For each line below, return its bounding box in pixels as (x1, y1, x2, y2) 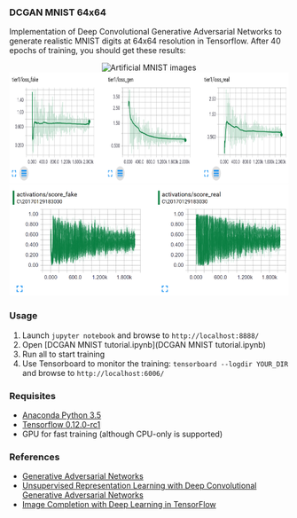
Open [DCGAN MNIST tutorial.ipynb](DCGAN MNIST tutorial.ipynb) (21, 339, 266, 349)
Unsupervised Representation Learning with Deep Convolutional (21, 481, 257, 491)
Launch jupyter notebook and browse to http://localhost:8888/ (21, 330, 260, 341)
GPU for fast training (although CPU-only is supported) (21, 428, 223, 439)
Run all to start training (21, 349, 106, 359)
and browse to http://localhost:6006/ (21, 367, 165, 378)
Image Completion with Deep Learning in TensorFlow (21, 499, 217, 510)
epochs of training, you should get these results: (9, 45, 186, 56)
